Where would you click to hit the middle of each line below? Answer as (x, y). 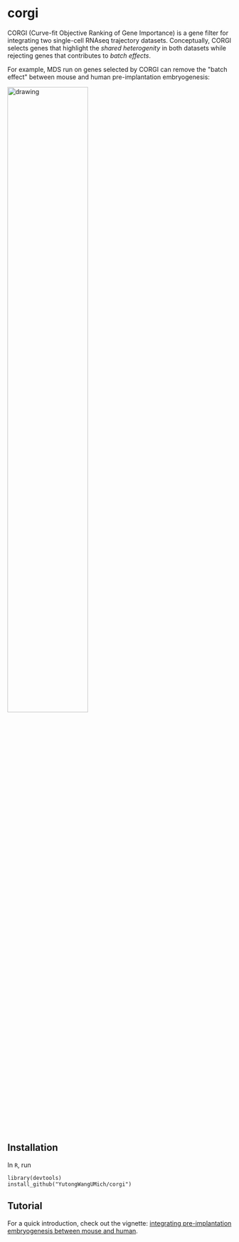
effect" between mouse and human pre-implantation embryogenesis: (108, 77)
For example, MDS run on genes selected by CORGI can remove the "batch (117, 69)
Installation (33, 1148)
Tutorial (25, 1206)
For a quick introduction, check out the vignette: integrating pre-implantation (119, 1223)
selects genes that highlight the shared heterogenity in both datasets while (117, 48)
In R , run (19, 1165)
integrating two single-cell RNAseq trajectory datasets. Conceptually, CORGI (119, 40)
